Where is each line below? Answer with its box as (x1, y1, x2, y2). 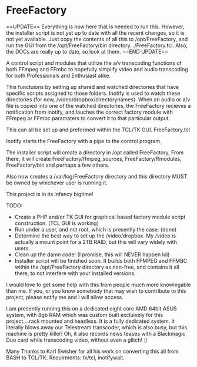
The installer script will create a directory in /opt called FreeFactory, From (6, 148, 184, 156)
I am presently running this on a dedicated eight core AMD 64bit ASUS (6, 305, 178, 312)
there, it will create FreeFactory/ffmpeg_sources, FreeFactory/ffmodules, (6, 155, 182, 162)
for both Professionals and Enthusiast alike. (6, 72, 111, 79)
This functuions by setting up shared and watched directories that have (6, 83, 179, 90)
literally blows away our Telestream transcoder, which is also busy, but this (6, 323, 188, 330)
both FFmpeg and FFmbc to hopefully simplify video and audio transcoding (6, 65, 188, 72)
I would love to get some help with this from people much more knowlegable (6, 281, 191, 288)
